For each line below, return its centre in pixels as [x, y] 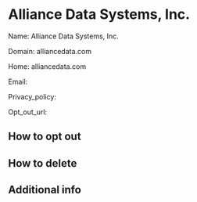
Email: [18, 81]
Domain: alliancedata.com [50, 51]
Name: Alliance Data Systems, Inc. [63, 36]
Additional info [45, 190]
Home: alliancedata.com [47, 66]
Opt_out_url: [28, 112]
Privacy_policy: [32, 96]
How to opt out [45, 137]
